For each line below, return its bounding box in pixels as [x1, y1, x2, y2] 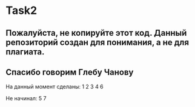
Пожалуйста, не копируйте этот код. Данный [5, 28, 187, 38]
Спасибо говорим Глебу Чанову [5, 67, 134, 77]
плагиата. [5, 47, 45, 57]
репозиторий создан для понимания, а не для [5, 37, 189, 47]
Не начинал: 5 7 [5, 95, 47, 102]
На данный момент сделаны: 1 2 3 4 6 [5, 83, 104, 91]
